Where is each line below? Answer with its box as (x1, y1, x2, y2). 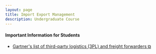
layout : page (5, 7, 33, 12)
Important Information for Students (5, 32, 80, 38)
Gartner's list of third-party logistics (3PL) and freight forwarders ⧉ (12, 43, 151, 49)
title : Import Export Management (5, 12, 75, 17)
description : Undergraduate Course (5, 16, 80, 21)
